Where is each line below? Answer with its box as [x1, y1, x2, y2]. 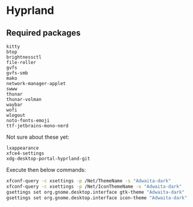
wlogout [6, 112, 26, 118]
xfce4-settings [6, 150, 45, 156]
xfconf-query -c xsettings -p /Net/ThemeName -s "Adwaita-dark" [6, 178, 171, 184]
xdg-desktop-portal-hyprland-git [6, 156, 90, 162]
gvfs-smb [6, 70, 28, 76]
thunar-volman [6, 97, 42, 103]
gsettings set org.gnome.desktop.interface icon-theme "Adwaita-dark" [6, 194, 188, 201]
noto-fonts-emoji [6, 118, 50, 124]
